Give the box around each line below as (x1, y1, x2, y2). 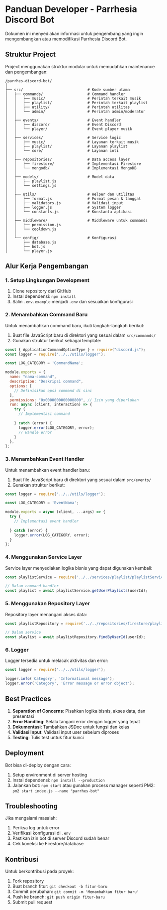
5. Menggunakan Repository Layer (5, 600, 90, 607)
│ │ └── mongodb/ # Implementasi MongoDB (5, 165, 137, 170)
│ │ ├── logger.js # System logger (5, 205, 121, 210)
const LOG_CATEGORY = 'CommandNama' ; (5, 361, 83, 366)
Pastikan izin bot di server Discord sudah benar (12, 835, 110, 841)
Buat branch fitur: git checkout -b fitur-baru (12, 883, 108, 890)
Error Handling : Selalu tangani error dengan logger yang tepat (12, 718, 140, 724)
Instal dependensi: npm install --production (12, 777, 105, 783)
